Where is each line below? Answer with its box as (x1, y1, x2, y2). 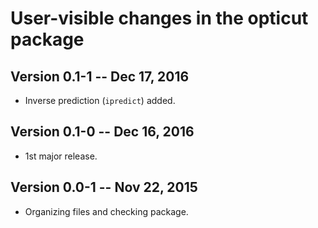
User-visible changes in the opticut (10, 7, 309, 30)
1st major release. (24, 150, 98, 162)
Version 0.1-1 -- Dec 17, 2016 (10, 68, 190, 85)
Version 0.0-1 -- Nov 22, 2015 (10, 179, 198, 196)
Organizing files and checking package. (24, 205, 189, 217)
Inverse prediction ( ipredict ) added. (24, 95, 176, 106)
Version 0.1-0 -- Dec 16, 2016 (10, 123, 195, 141)
